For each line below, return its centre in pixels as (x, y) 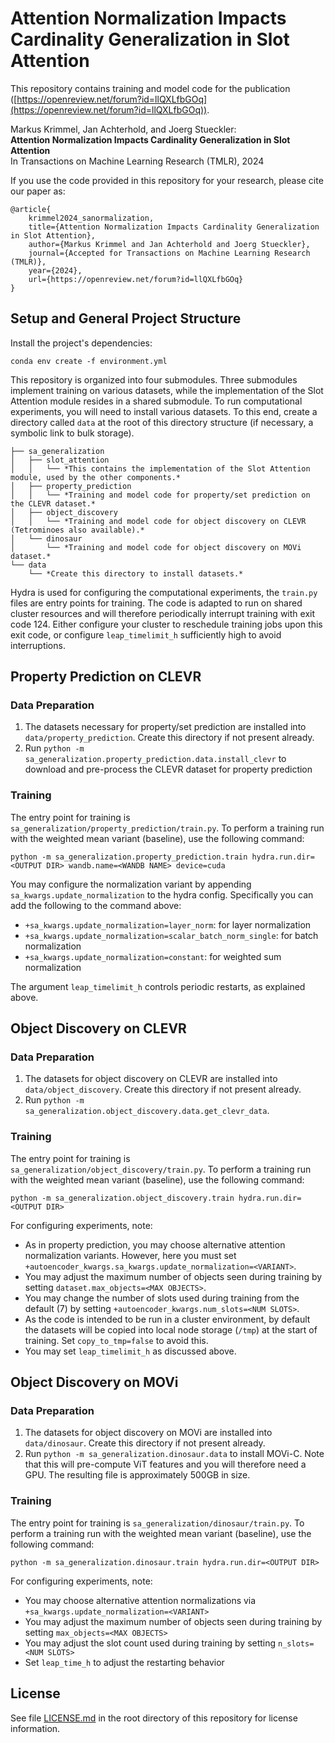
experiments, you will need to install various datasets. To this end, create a (164, 411)
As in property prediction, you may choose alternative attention (155, 1244)
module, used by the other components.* (96, 477)
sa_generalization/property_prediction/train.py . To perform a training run (167, 828)
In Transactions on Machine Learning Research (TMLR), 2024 (137, 161)
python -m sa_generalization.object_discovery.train (122, 1198)
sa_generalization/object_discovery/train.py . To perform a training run (161, 1169)
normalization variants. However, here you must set (130, 1255)
